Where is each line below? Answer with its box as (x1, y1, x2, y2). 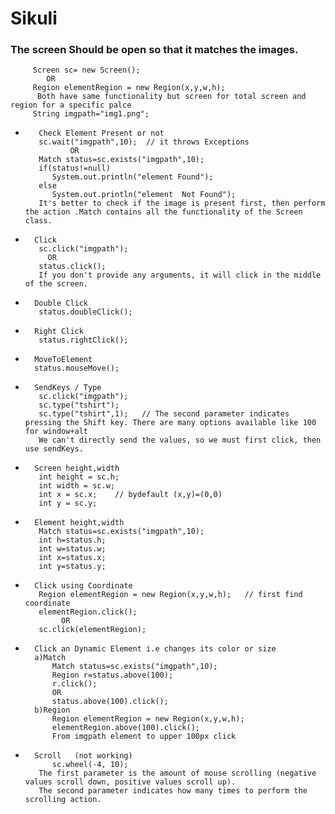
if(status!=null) (38, 163, 111, 174)
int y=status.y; (38, 562, 107, 572)
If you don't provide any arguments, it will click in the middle (38, 270, 322, 281)
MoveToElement (34, 355, 93, 365)
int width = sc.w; (38, 481, 115, 491)
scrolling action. (24, 795, 102, 805)
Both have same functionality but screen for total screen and (36, 92, 307, 102)
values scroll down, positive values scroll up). (24, 777, 237, 787)
